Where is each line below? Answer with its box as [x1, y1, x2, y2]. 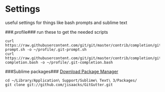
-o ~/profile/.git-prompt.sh [27, 47, 87, 52]
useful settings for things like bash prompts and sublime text [5, 20, 128, 25]
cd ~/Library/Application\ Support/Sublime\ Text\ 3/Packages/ [5, 78, 137, 83]
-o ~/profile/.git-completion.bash [40, 60, 113, 65]
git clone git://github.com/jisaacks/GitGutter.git [5, 82, 113, 87]
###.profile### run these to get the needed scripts [5, 29, 108, 35]
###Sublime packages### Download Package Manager [5, 69, 119, 74]
